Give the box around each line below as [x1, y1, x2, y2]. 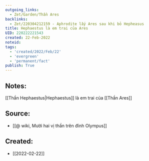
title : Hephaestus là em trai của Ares [5, 26, 88, 31]
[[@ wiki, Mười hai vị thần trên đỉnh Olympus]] [12, 122, 107, 128]
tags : [5, 44, 16, 49]
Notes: [5, 81, 26, 90]
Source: [5, 109, 30, 118]
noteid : [5, 40, 21, 45]
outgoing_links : [5, 7, 39, 12]
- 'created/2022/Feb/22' [9, 49, 61, 54]
